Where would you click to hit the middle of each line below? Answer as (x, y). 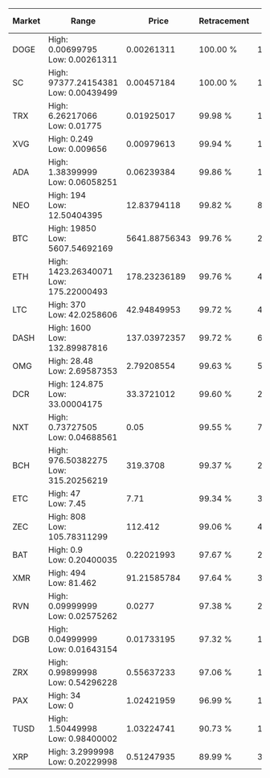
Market (27, 21)
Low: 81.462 (72, 583)
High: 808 (67, 516)
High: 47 (64, 493)
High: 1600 (70, 328)
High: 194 (67, 195)
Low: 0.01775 (75, 126)
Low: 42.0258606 (83, 315)
